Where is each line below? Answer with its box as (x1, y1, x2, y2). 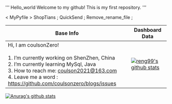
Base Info (55, 30, 79, 36)
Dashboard (134, 27, 162, 33)
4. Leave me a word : (8, 74, 58, 80)
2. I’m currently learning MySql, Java (8, 61, 96, 68)
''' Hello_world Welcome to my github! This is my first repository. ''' (5, 5, 147, 10)
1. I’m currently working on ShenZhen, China (8, 54, 115, 61)
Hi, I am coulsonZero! (8, 41, 59, 48)
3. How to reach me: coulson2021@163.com (8, 67, 117, 74)
